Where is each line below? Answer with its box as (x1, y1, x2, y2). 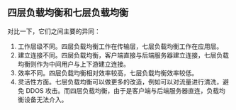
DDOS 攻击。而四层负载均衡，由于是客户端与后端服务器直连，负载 (26, 86, 220, 94)
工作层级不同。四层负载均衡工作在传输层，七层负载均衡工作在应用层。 (17, 42, 223, 50)
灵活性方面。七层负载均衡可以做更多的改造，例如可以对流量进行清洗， (17, 77, 223, 86)
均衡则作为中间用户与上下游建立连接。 (17, 60, 130, 68)
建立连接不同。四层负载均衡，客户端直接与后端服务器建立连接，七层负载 (17, 50, 229, 59)
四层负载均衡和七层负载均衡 (7, 6, 129, 19)
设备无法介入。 (23, 95, 68, 104)
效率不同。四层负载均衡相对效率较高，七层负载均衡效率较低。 (17, 68, 198, 77)
